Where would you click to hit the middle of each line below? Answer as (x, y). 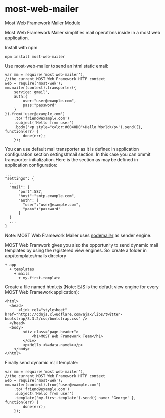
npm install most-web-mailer (35, 56)
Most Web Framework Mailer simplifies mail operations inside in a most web (82, 32)
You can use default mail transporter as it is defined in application (72, 149)
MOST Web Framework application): (42, 292)
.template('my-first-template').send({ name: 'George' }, (75, 398)
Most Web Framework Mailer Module (43, 23)
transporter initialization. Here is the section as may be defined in (72, 159)
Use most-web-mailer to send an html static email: (56, 66)
